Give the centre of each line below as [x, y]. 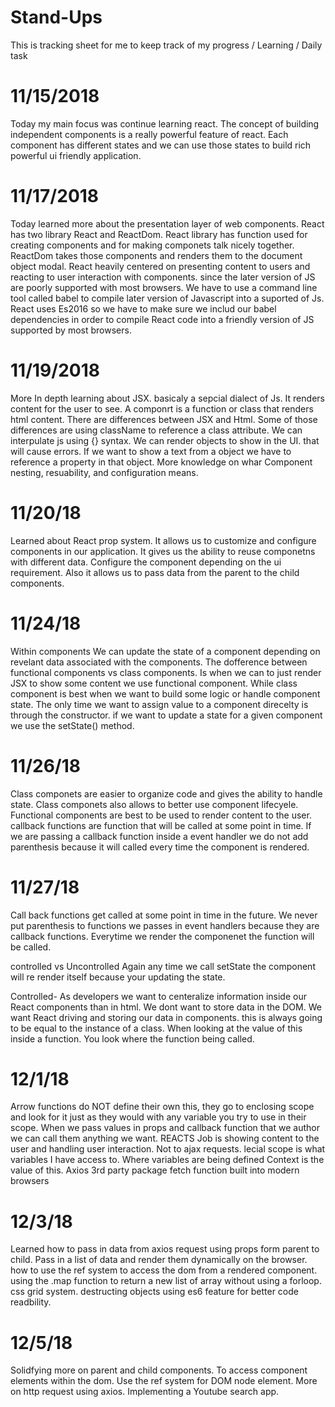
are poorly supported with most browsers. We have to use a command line [164, 287]
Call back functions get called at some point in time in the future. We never [164, 915]
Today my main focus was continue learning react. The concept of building [165, 123]
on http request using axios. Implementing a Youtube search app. [145, 1392]
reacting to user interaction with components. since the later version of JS [163, 277]
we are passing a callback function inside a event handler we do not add [159, 836]
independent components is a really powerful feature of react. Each [149, 134]
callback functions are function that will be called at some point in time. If [161, 825]
